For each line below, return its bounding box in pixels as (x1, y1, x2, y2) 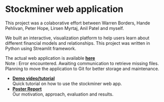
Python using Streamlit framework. (5, 45, 76, 51)
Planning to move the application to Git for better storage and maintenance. (5, 66, 160, 72)
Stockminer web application (5, 3, 124, 15)
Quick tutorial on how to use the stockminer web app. (12, 81, 122, 87)
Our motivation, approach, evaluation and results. (12, 91, 114, 97)
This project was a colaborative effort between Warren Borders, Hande (5, 20, 151, 26)
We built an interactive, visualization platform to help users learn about (5, 35, 150, 41)
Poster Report (12, 86, 42, 92)
